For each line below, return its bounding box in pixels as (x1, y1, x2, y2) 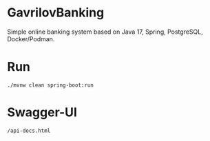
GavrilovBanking (7, 5, 105, 21)
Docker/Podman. (7, 34, 55, 43)
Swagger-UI (7, 105, 78, 120)
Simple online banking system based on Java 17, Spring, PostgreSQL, (7, 28, 203, 36)
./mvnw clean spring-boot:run (7, 81, 94, 89)
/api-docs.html (7, 127, 51, 134)
